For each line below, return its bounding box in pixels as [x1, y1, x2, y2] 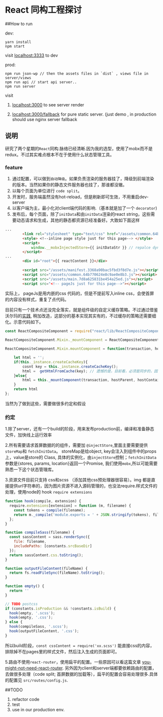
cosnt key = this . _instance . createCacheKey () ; [22, 364, 118, 369]
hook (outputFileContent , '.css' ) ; [9, 629, 79, 634]
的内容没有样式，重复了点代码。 [5, 297, 69, 303]
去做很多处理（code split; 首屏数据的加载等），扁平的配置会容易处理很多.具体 [5, 671, 158, 677]
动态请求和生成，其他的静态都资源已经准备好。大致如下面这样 [16, 217, 140, 223]
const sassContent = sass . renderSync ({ [9, 535, 90, 540]
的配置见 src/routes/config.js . [5, 677, 68, 683]
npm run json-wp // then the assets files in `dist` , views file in [5, 71, 149, 76]
